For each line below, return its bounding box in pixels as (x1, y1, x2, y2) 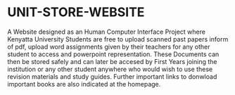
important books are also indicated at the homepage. (7, 80, 161, 88)
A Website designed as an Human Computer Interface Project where (7, 27, 206, 36)
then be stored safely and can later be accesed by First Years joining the (7, 57, 217, 65)
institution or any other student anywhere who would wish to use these (7, 65, 213, 73)
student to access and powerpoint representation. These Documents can (7, 50, 220, 58)
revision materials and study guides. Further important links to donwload (7, 72, 217, 81)
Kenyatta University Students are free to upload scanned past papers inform (7, 34, 229, 43)
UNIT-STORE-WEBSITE (7, 4, 145, 20)
